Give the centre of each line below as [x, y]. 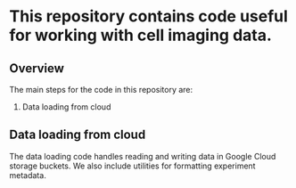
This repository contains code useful [148, 16]
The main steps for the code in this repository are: [101, 90]
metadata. [28, 175]
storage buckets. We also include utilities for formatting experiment [132, 166]
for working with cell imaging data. [140, 35]
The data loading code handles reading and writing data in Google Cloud [143, 156]
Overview [37, 68]
